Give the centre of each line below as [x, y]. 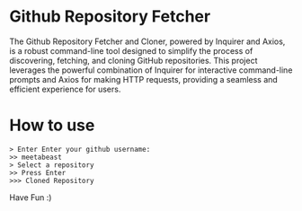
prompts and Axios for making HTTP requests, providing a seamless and [144, 79]
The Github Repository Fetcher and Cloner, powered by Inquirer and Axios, [147, 41]
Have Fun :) [31, 197]
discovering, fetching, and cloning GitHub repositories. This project [133, 60]
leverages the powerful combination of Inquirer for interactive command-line [151, 70]
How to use [52, 125]
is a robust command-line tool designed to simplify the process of [131, 50]
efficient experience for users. [65, 89]
